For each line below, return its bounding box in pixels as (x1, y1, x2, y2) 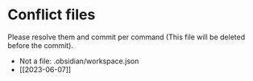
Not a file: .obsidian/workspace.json (19, 56, 139, 66)
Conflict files (7, 6, 96, 24)
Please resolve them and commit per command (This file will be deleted (7, 32, 246, 42)
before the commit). (7, 40, 74, 50)
